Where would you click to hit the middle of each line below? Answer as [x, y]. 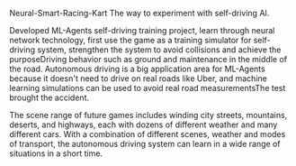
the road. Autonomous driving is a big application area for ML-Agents [137, 69]
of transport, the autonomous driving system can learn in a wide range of [145, 144]
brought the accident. [49, 97]
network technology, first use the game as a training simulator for [130, 40]
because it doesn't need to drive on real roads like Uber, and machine [138, 78]
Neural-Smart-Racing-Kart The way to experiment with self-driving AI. [139, 13]
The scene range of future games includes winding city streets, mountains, [148, 115]
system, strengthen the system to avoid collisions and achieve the [159, 50]
